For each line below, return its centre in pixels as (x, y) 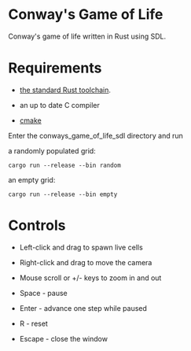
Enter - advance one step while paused (83, 308)
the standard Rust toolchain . (65, 90)
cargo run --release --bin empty (63, 194)
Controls (37, 225)
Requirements (55, 68)
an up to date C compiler (60, 105)
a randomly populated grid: (52, 150)
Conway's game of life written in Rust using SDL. (87, 36)
